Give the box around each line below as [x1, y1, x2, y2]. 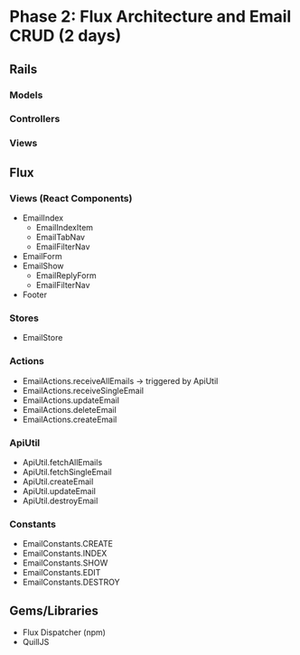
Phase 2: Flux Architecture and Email [9, 6, 292, 27]
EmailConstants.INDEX [22, 548, 108, 559]
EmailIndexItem [35, 222, 93, 233]
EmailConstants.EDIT [22, 567, 101, 578]
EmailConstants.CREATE [22, 538, 114, 549]
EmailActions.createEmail [22, 414, 117, 425]
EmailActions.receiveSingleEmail [22, 385, 145, 396]
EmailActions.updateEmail [22, 395, 120, 406]
